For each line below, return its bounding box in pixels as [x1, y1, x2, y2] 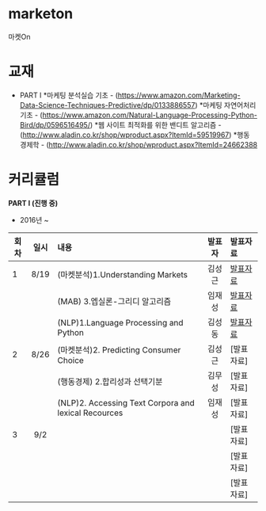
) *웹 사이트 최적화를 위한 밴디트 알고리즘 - [89, 120, 222, 129]
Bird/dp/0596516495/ [19, 120, 91, 129]
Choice [57, 354, 85, 365]
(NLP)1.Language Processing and [57, 317, 184, 328]
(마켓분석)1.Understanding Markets [57, 269, 188, 280]
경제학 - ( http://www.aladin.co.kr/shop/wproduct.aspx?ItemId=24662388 [19, 139, 258, 149]
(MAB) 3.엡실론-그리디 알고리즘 [57, 296, 172, 307]
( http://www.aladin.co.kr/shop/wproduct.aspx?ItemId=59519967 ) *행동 [19, 130, 250, 139]
